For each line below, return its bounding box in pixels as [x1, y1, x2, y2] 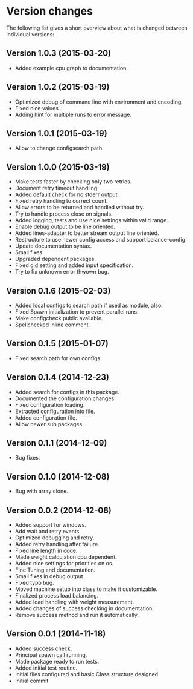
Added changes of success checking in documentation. [14, 605, 154, 612]
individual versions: [6, 30, 54, 38]
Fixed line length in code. [14, 547, 78, 555]
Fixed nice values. [14, 104, 60, 111]
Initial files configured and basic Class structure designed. [14, 670, 160, 677]
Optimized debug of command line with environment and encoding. [14, 98, 183, 105]
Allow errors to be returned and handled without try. [14, 204, 145, 211]
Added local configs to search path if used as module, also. [14, 302, 163, 309]
